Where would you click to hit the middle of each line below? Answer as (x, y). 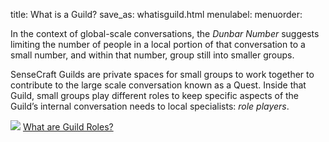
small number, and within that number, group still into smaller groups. (152, 55)
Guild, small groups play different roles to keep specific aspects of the (155, 95)
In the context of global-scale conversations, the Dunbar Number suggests (165, 33)
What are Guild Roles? (68, 127)
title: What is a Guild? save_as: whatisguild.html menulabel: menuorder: (156, 14)
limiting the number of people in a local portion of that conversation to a (158, 44)
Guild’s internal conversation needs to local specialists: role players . (150, 106)
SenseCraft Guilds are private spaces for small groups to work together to (162, 74)
